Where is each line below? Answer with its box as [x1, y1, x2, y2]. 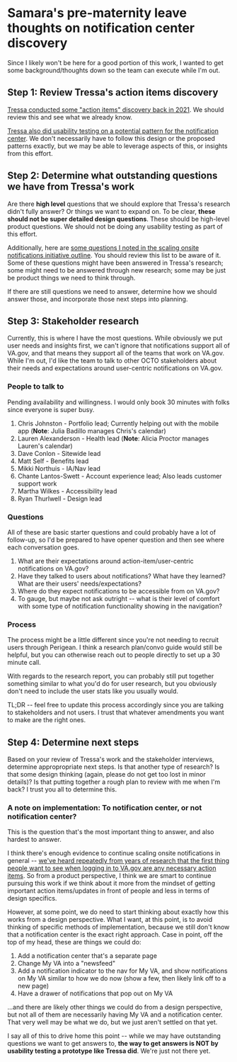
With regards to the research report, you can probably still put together [7, 672, 214, 680]
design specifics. [7, 894, 57, 903]
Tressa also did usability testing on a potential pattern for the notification [7, 126, 219, 135]
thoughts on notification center [7, 20, 195, 36]
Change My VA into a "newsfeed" [17, 959, 115, 968]
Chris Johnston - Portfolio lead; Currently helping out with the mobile [17, 419, 219, 428]
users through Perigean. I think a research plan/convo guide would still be [7, 643, 223, 652]
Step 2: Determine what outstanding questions [7, 170, 218, 182]
